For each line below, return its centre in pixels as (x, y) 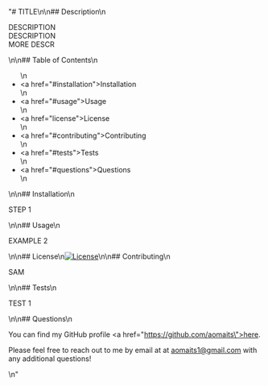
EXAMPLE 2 (28, 241)
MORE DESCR (31, 44)
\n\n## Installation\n (41, 194)
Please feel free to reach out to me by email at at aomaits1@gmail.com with (133, 350)
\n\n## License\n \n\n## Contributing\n (89, 256)
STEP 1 (20, 210)
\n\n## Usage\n (34, 225)
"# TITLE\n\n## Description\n (57, 12)
